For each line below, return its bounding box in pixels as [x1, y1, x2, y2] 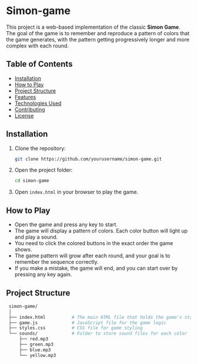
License [14, 112, 34, 119]
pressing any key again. [14, 271, 72, 278]
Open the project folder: [14, 166, 73, 174]
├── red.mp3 [19, 336, 49, 342]
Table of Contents [6, 59, 73, 69]
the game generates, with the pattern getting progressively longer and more [6, 36, 189, 43]
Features [14, 93, 36, 100]
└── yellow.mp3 [19, 352, 57, 358]
